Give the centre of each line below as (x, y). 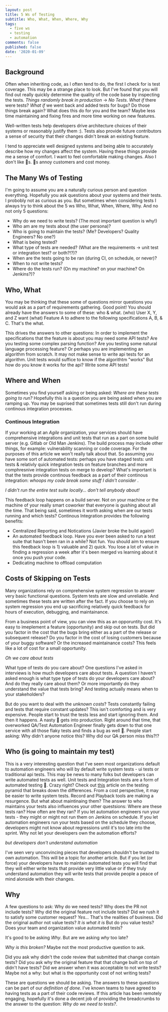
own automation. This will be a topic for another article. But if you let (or (79, 858)
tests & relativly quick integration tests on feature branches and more (76, 464)
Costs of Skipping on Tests (48, 578)
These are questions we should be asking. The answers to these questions (82, 983)
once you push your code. (39, 558)
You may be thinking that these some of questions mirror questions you (79, 302)
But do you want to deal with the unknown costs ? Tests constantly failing (80, 704)
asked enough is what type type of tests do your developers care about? (80, 678)
